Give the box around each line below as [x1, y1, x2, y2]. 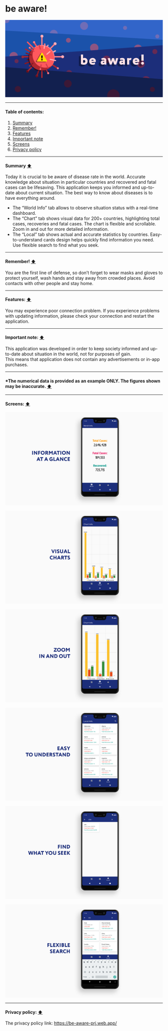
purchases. [5, 362, 28, 368]
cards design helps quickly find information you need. [43, 237, 154, 243]
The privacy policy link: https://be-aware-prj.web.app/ [5, 1020, 117, 1026]
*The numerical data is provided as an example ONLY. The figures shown [5, 377, 160, 384]
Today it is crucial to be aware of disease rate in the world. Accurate [5, 174, 146, 180]
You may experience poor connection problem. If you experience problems [5, 307, 160, 314]
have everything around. [5, 195, 56, 201]
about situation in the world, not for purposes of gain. [21, 351, 131, 357]
